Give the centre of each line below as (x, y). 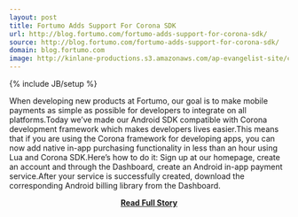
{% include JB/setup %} (53, 84)
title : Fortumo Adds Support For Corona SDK (93, 26)
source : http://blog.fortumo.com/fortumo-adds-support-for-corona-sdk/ (144, 42)
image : (21, 58)
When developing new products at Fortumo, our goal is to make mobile (139, 101)
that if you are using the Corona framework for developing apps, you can (142, 139)
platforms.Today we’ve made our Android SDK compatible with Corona (138, 120)
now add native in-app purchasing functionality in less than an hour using (143, 148)
